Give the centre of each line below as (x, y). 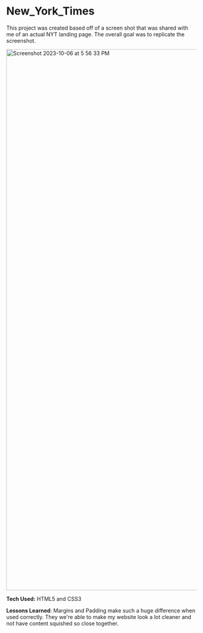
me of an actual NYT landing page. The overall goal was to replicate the (95, 34)
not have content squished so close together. (63, 623)
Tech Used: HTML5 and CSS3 (44, 599)
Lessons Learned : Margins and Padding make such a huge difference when (101, 610)
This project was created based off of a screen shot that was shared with (97, 28)
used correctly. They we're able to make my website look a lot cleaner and (99, 617)
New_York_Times (50, 11)
